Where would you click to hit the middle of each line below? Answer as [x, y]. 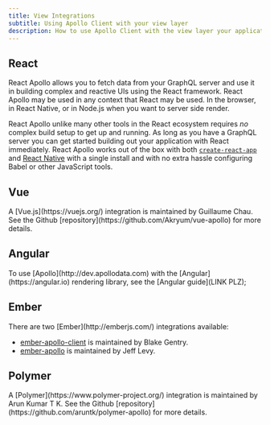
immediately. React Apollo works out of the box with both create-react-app [133, 150]
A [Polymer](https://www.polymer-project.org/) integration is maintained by [133, 395]
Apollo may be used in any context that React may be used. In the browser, [132, 100]
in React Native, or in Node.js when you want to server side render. [119, 109]
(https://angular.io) [39, 282]
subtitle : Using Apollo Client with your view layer [98, 23]
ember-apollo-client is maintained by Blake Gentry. [104, 342]
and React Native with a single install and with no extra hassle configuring [131, 159]
